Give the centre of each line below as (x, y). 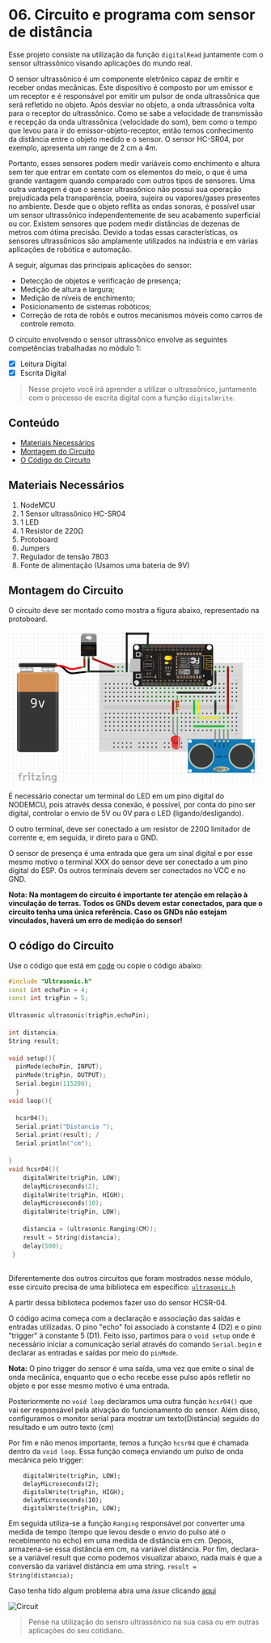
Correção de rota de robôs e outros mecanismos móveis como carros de (141, 315)
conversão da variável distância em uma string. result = (102, 1566)
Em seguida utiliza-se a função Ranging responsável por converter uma (127, 1523)
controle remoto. (48, 323)
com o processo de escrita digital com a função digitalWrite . (131, 398)
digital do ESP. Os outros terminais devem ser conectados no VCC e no (127, 870)
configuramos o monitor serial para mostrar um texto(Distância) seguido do (134, 1419)
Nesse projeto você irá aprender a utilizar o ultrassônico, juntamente (142, 389)
